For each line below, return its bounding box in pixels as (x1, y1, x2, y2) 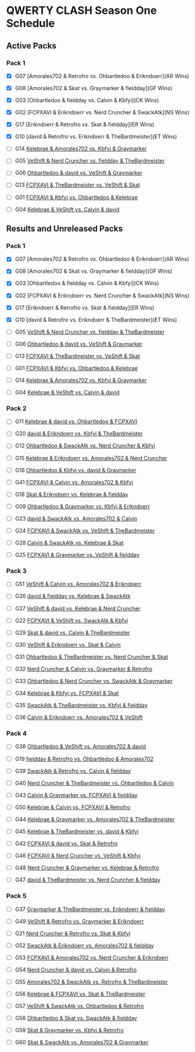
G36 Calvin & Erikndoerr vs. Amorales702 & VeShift (14, 714, 143, 721)
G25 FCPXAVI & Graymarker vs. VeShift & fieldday (14, 551, 140, 559)
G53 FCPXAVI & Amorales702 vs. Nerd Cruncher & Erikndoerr (14, 953, 169, 961)
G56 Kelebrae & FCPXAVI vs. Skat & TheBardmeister (14, 990, 145, 998)
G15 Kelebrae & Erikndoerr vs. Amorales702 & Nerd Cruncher (14, 454, 168, 461)
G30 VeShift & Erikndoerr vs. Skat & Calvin (14, 641, 121, 648)
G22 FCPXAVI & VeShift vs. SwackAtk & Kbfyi (14, 617, 129, 624)
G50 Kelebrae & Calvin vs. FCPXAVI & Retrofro (14, 804, 131, 811)
